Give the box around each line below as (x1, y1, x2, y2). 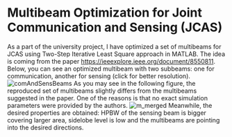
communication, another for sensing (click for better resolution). (7, 71, 191, 80)
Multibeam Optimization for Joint (7, 5, 203, 21)
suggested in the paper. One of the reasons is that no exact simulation (7, 93, 208, 102)
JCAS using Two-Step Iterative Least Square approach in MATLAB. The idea (7, 50, 226, 58)
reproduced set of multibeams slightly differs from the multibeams (7, 86, 197, 95)
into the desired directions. (7, 123, 84, 131)
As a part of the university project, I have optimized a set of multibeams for (7, 42, 222, 51)
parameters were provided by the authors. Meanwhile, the (7, 101, 213, 109)
